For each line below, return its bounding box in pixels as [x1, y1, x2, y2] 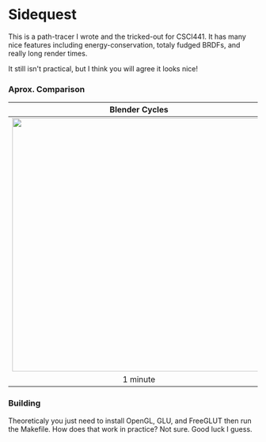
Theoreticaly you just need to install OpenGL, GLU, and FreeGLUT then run [8, 416, 252, 425]
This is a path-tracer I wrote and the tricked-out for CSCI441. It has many [8, 32, 247, 41]
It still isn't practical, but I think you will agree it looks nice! [8, 63, 199, 73]
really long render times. [8, 48, 88, 58]
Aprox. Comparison [8, 83, 85, 94]
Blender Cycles [109, 105, 169, 116]
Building [8, 398, 41, 409]
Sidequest [8, 6, 77, 24]
